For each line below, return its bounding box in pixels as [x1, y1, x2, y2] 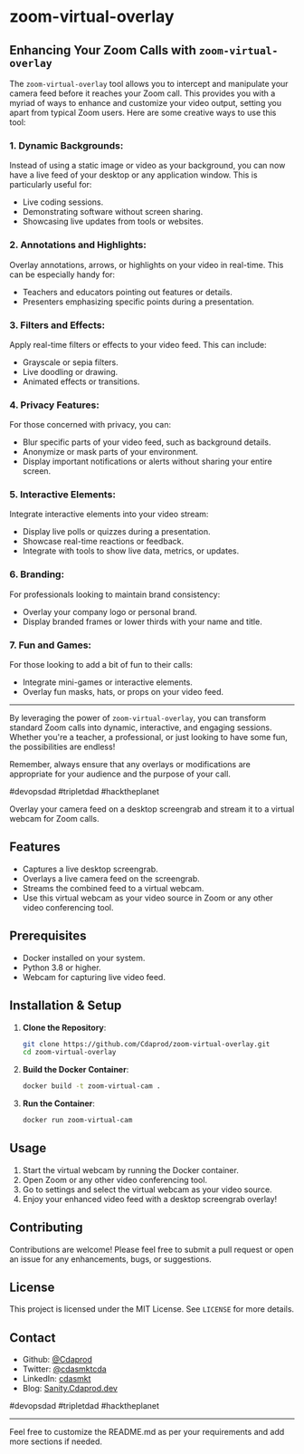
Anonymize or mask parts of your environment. [22, 447, 199, 457]
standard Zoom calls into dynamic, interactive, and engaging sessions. [9, 722, 272, 733]
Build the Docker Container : [22, 1064, 129, 1075]
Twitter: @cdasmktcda [22, 1363, 107, 1374]
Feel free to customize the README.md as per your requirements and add [9, 1427, 285, 1438]
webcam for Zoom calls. [9, 814, 100, 824]
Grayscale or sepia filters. [22, 356, 119, 368]
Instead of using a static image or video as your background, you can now [9, 160, 286, 171]
